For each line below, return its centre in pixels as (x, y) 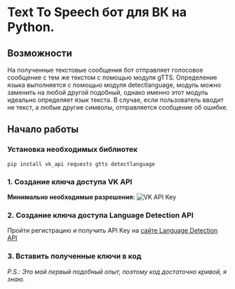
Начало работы (43, 130)
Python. (31, 27)
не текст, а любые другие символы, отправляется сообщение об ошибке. (117, 107)
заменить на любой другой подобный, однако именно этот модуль (108, 92)
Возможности (40, 53)
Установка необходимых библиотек (73, 150)
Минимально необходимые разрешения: (71, 197)
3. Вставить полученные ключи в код (74, 256)
